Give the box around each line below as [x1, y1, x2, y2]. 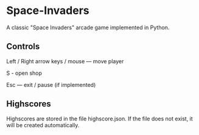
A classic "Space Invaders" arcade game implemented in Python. [6, 24, 170, 31]
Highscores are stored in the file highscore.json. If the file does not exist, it [6, 115, 193, 122]
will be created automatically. [6, 121, 80, 128]
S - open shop [6, 69, 43, 77]
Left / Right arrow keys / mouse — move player [6, 57, 124, 64]
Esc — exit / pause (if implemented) [6, 81, 96, 88]
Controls [6, 41, 40, 52]
